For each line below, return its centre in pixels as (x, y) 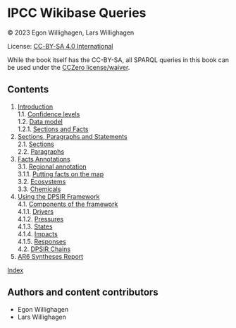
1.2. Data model (40, 121)
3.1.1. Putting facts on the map (61, 174)
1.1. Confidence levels (49, 114)
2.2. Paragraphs (41, 151)
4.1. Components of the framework (68, 204)
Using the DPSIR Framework (58, 196)
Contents (28, 90)
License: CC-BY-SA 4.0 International (60, 46)
